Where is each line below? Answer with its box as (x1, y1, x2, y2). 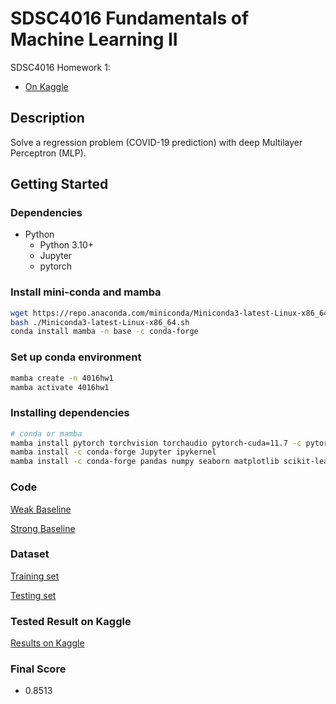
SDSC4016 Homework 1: (10, 61, 111, 73)
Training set (10, 570, 60, 582)
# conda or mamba (10, 428, 83, 439)
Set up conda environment (10, 350, 142, 364)
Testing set (10, 589, 57, 601)
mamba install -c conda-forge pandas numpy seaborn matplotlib (10, 457, 280, 467)
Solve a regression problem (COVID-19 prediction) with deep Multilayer (10, 136, 303, 148)
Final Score (10, 662, 67, 676)
